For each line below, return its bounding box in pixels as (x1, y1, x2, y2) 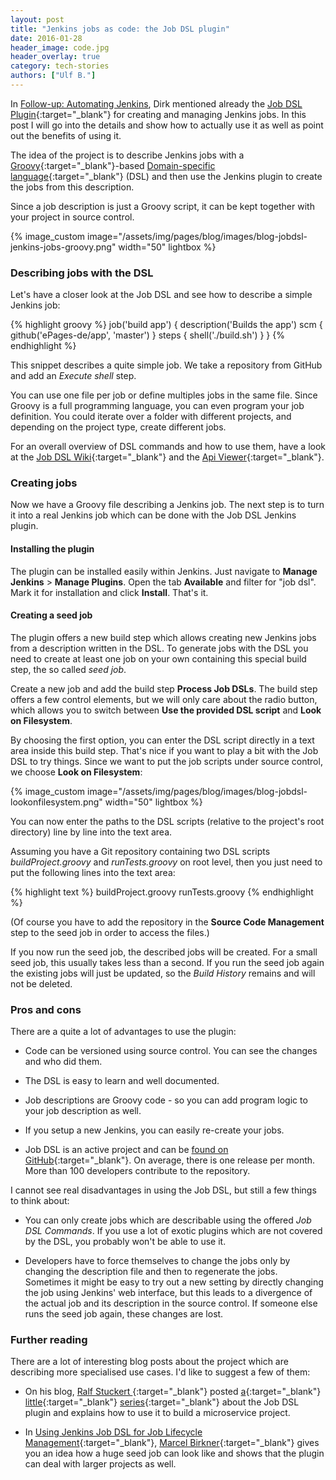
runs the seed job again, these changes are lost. (24, 1308, 224, 1320)
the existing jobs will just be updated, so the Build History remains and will (10, 967, 316, 979)
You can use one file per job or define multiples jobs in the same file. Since (10, 389, 318, 401)
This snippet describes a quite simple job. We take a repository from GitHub (10, 359, 323, 371)
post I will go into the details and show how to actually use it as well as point (10, 119, 324, 131)
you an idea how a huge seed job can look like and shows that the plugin (24, 1447, 325, 1460)
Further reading (10, 1333, 88, 1347)
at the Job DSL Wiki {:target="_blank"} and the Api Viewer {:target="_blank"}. (10, 451, 325, 463)
